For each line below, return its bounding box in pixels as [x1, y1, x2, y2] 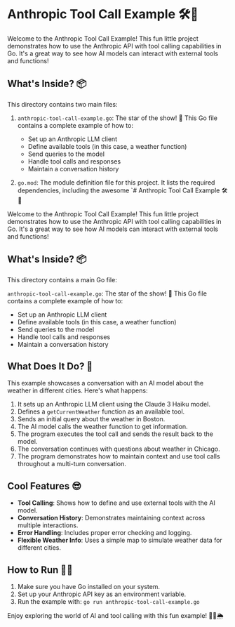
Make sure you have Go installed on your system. [17, 583, 160, 590]
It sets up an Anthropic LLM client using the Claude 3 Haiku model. [17, 400, 210, 409]
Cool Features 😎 [7, 480, 82, 492]
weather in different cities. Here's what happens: [7, 386, 148, 395]
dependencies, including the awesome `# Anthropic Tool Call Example [17, 186, 220, 194]
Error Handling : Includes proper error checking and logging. [17, 529, 192, 537]
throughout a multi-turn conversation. [17, 460, 126, 468]
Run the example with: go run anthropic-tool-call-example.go [17, 598, 200, 605]
